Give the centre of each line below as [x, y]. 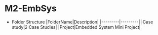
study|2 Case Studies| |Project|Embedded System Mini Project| [76, 27]
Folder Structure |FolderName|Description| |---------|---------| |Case [82, 22]
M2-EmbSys [31, 9]
